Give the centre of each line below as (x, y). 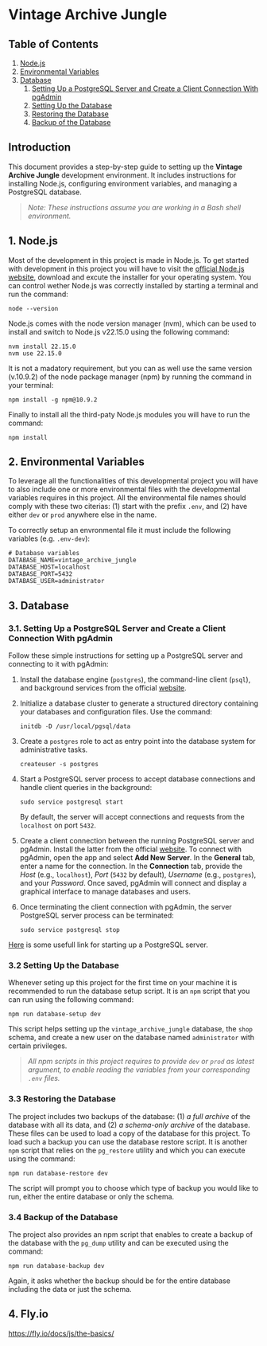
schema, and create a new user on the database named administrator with (132, 1038)
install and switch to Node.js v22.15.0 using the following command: (119, 331)
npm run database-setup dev (55, 1014)
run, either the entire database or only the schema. (91, 1196)
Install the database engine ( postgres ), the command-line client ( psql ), (135, 679)
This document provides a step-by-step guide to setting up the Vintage (125, 166)
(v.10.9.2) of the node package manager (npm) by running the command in (130, 377)
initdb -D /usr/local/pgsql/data (75, 726)
